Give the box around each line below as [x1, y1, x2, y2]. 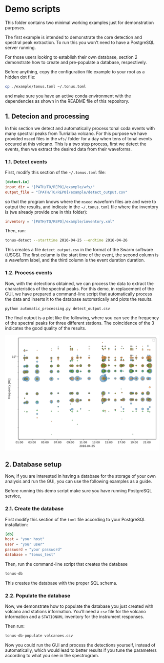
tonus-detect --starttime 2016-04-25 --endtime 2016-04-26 [5, 238, 128, 243]
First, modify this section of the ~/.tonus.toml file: [5, 169, 106, 175]
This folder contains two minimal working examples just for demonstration [5, 20, 154, 25]
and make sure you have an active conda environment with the [5, 93, 131, 99]
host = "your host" [5, 537, 45, 542]
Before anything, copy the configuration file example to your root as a [5, 68, 145, 74]
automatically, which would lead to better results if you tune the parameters [5, 647, 157, 653]
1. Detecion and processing [5, 112, 89, 121]
